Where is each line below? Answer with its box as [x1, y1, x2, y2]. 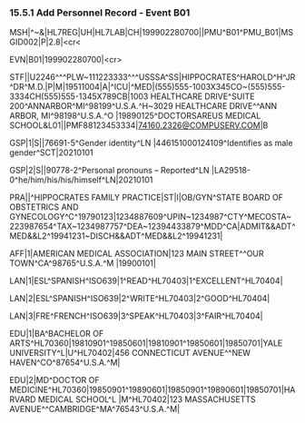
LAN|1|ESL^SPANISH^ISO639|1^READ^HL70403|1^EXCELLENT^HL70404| [9, 275, 283, 287]
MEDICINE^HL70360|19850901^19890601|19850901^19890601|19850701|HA [9, 384, 296, 396]
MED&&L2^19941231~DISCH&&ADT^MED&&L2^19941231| [9, 231, 223, 241]
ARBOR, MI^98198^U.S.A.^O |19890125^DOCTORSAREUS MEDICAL [9, 111, 261, 122]
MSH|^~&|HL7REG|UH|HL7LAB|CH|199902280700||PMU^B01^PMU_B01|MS [9, 27, 293, 38]
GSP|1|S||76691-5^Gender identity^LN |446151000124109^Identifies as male [9, 138, 293, 149]
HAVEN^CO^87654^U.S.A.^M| [9, 357, 121, 369]
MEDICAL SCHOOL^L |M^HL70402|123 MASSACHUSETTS [37, 394, 256, 405]
